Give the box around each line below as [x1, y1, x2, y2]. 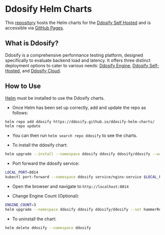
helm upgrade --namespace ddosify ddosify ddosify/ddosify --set [5, 207, 141, 212]
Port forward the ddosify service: [12, 160, 80, 166]
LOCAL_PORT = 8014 [5, 170, 38, 175]
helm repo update [5, 124, 41, 129]
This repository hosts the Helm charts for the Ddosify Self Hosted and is [5, 20, 151, 26]
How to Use [5, 82, 41, 90]
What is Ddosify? [5, 39, 59, 48]
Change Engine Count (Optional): [12, 193, 80, 199]
